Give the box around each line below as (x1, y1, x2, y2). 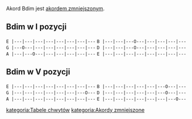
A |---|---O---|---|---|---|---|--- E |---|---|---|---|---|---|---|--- (6, 51, 187, 57)
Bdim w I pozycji (6, 22, 67, 32)
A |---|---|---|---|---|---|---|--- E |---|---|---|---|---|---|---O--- (6, 96, 187, 102)
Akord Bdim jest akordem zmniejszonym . (6, 5, 105, 12)
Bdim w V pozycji (6, 67, 70, 77)
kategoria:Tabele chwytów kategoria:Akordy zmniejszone (6, 106, 145, 113)
